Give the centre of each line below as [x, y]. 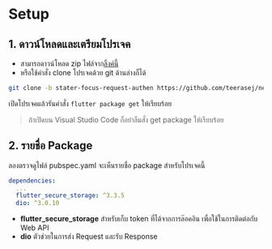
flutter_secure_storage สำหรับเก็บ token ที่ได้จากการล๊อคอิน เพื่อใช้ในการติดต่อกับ [139, 219]
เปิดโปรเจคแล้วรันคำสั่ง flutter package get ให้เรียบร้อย [90, 103]
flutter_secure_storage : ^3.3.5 [70, 195]
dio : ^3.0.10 [38, 204]
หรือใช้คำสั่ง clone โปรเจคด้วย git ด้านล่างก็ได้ [83, 73]
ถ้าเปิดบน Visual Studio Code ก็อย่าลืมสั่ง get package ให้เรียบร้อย [126, 119]
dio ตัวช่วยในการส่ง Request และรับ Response [89, 237]
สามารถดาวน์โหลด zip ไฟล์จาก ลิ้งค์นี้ [69, 63]
